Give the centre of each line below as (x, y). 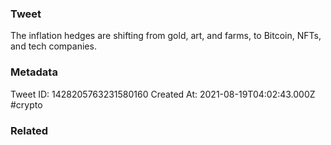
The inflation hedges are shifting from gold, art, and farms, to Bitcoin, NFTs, (166, 36)
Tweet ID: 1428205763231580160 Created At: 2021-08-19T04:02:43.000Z (163, 94)
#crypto (26, 104)
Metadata (34, 72)
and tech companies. (53, 46)
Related (29, 130)
